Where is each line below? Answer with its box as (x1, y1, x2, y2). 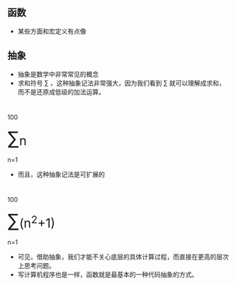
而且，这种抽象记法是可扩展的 (17, 169, 105, 179)
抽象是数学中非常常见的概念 (17, 69, 99, 78)
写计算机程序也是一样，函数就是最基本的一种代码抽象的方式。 (17, 270, 198, 279)
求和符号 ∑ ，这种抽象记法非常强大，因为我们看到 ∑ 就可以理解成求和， (17, 79, 225, 87)
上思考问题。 (17, 262, 55, 269)
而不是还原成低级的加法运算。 (17, 87, 105, 96)
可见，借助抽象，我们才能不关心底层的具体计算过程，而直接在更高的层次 (17, 252, 229, 261)
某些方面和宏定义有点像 (17, 27, 86, 35)
